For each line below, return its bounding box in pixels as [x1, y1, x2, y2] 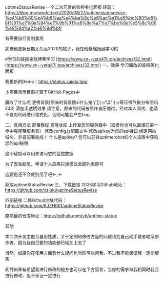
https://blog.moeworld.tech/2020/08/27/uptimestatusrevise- [5, 10, 127, 16]
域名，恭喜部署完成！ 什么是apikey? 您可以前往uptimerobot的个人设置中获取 [5, 134, 159, 140]
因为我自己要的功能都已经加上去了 [18, 240, 86, 245]
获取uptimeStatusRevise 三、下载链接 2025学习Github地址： [5, 182, 127, 187]
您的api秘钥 [5, 141, 28, 146]
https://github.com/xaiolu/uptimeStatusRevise [5, 187, 97, 193]
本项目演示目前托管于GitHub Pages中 [5, 89, 80, 95]
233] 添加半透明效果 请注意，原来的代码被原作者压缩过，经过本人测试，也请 [5, 105, 158, 111]
